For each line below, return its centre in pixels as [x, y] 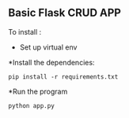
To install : [25, 31]
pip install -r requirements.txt [63, 77]
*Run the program [38, 91]
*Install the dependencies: [51, 62]
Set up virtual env [48, 47]
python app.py [32, 105]
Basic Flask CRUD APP [64, 13]
